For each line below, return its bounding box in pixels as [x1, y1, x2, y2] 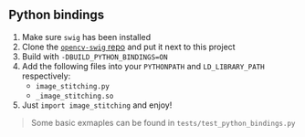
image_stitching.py [35, 81, 110, 90]
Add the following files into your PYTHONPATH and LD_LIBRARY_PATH [21, 60, 266, 71]
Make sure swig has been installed [21, 31, 152, 42]
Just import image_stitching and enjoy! [21, 100, 173, 111]
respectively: [21, 70, 71, 81]
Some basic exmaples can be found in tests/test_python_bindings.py [30, 117, 296, 128]
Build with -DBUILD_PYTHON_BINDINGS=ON [21, 50, 168, 62]
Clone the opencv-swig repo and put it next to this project [21, 41, 236, 52]
